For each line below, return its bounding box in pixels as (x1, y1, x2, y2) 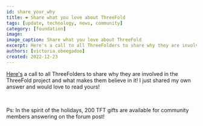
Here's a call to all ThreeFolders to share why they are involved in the (6, 70, 178, 77)
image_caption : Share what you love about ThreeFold (6, 37, 142, 43)
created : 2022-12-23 (6, 54, 59, 60)
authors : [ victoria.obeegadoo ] (6, 48, 85, 54)
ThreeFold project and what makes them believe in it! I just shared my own (6, 77, 192, 84)
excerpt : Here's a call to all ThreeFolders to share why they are (6, 43, 180, 49)
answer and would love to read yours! (6, 83, 100, 90)
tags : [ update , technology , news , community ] (6, 20, 123, 26)
